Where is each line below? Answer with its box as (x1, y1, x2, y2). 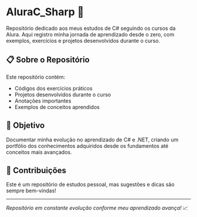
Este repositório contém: (6, 73, 66, 80)
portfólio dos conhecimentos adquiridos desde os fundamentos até (6, 142, 169, 149)
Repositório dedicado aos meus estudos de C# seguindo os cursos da (6, 25, 176, 32)
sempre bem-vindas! (6, 187, 57, 194)
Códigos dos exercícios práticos (14, 84, 93, 91)
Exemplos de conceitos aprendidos (14, 103, 100, 110)
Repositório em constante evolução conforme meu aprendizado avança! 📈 (6, 205, 189, 212)
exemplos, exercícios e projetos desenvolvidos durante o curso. (6, 37, 160, 44)
